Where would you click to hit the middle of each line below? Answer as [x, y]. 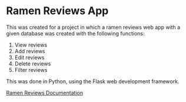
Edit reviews [29, 57]
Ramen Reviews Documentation [45, 93]
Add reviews [30, 51]
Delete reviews [33, 64]
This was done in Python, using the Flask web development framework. [93, 81]
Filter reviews [31, 70]
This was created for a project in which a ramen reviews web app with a [93, 27]
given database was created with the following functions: [76, 33]
